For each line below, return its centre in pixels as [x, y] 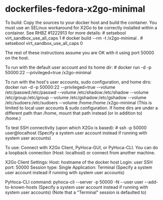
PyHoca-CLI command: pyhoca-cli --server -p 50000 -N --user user [74, 182]
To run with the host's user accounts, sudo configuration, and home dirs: [78, 82]
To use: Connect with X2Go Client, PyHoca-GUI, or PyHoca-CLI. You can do [81, 147]
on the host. [17, 58]
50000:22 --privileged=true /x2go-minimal [48, 72]
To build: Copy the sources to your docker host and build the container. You [81, 22]
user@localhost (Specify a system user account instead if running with [76, 133]
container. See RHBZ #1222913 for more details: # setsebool [65, 33]
